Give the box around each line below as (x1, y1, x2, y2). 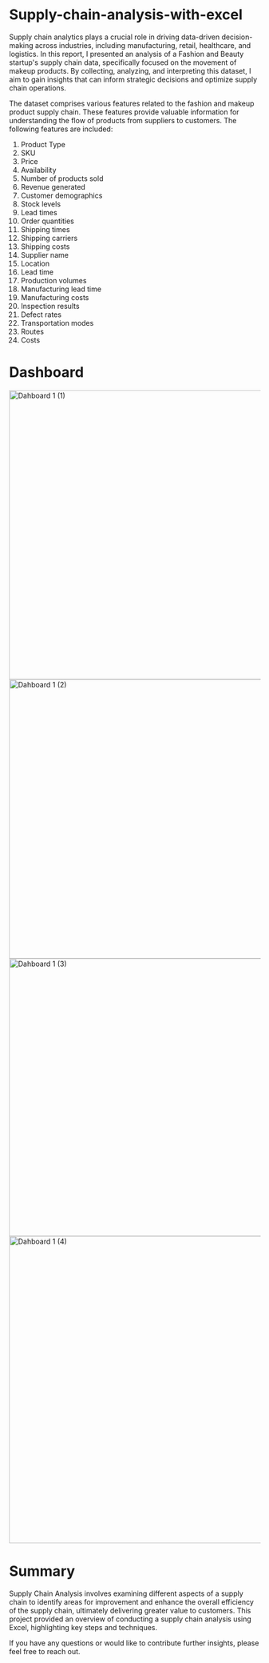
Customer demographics (20, 190, 103, 200)
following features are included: (9, 124, 113, 134)
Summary (9, 1562, 75, 1581)
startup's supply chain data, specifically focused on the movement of (9, 58, 237, 67)
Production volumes (20, 275, 87, 285)
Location (20, 258, 50, 268)
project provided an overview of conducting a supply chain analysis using (9, 1614, 252, 1624)
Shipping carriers (20, 233, 78, 242)
